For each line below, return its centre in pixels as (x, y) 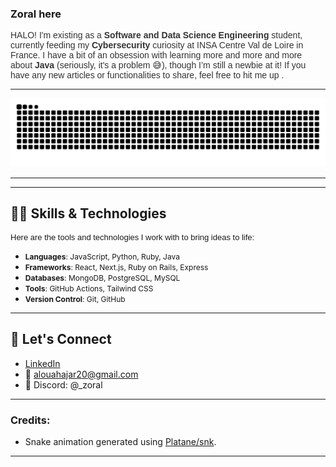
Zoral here (36, 14)
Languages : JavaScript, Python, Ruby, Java (102, 256)
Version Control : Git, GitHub (75, 298)
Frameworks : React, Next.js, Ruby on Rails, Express (116, 267)
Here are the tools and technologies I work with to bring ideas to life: (132, 237)
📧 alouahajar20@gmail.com (81, 374)
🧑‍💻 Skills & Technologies (88, 213)
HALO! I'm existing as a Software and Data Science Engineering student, (156, 35)
